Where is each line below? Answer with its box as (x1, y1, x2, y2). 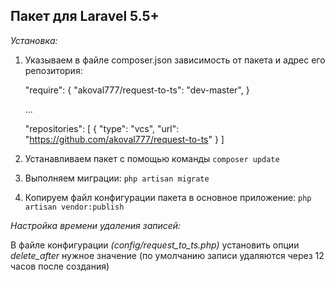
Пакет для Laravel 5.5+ (10, 8, 160, 25)
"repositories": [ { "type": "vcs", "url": (24, 122, 180, 134)
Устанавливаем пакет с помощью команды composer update (24, 152, 280, 164)
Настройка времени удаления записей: (10, 219, 182, 231)
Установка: (10, 34, 58, 46)
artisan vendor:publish (24, 202, 125, 212)
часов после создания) (10, 260, 110, 272)
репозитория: (24, 64, 83, 76)
